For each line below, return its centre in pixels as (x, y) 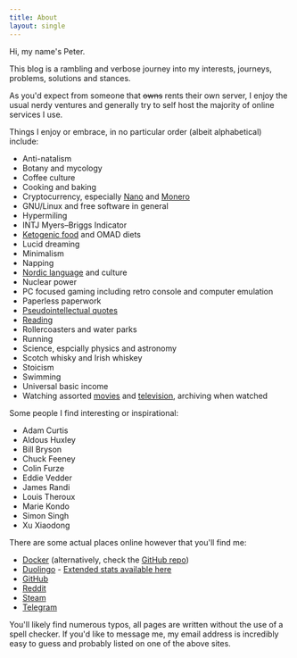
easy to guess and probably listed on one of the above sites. (120, 643)
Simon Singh (45, 515)
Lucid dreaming (51, 244)
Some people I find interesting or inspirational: (94, 412)
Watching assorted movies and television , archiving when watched (145, 396)
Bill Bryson (42, 449)
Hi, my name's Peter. (47, 51)
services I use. (36, 114)
